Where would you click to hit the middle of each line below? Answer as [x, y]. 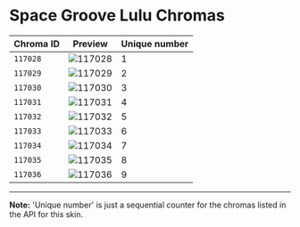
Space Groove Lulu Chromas [117, 16]
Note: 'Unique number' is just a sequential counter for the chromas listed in [148, 205]
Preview [91, 44]
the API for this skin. [46, 214]
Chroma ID [37, 44]
